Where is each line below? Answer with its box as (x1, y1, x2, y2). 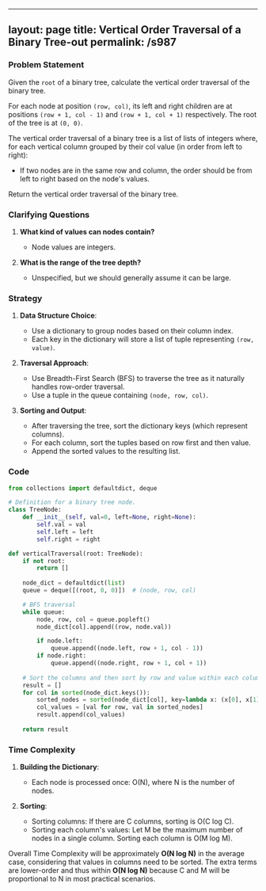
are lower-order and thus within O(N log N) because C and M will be (8, 866, 230, 875)
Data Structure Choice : (19, 310, 97, 321)
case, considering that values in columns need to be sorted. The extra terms (8, 857, 257, 867)
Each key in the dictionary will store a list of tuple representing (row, (31, 334, 255, 345)
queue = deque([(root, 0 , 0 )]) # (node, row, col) (22, 587, 196, 595)
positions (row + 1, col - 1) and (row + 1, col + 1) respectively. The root (8, 109, 257, 119)
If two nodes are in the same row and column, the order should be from (19, 166, 253, 175)
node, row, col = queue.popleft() (36, 615, 150, 623)
